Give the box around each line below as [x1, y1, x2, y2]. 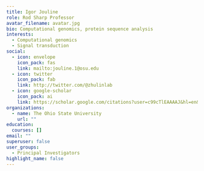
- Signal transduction [12, 43, 69, 49]
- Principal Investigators [12, 150, 80, 156]
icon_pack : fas [17, 59, 56, 65]
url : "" [17, 116, 36, 122]
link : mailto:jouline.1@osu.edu [17, 65, 99, 72]
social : [6, 49, 26, 55]
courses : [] [12, 127, 42, 133]
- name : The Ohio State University [12, 110, 102, 116]
